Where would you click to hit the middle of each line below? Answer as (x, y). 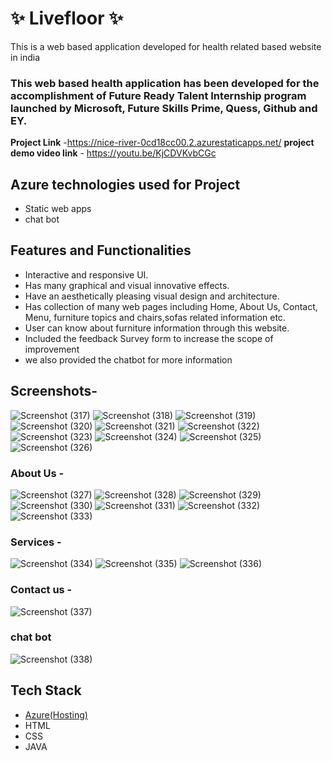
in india (25, 57)
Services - (36, 542)
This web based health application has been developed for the (165, 83)
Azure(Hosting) (56, 714)
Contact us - (41, 590)
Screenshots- (54, 391)
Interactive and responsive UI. (86, 274)
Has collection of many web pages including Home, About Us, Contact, (171, 306)
